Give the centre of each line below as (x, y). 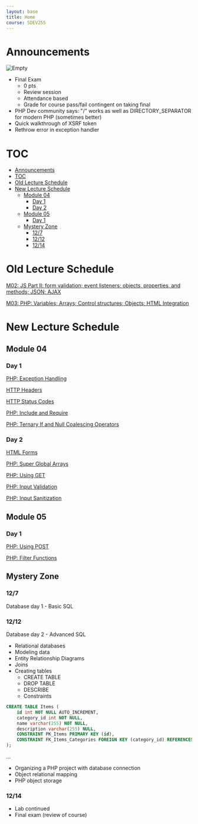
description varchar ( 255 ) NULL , (56, 729)
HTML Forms (22, 452)
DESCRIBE (36, 690)
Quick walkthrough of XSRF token (56, 123)
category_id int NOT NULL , (50, 718)
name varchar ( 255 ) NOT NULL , (52, 723)
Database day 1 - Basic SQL (40, 606)
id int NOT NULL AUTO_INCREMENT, (58, 712)
